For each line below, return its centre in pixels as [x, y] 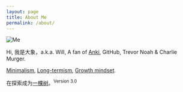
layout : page [22, 12]
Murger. [16, 59]
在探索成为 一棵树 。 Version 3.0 [42, 82]
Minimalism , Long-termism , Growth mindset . [61, 70]
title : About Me [26, 17]
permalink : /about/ [31, 23]
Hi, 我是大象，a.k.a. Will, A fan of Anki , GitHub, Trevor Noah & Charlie [92, 52]
